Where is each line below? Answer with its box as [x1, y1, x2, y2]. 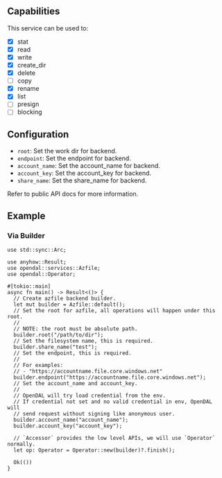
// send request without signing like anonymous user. [13, 410, 176, 417]
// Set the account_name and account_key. [13, 379, 138, 387]
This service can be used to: [7, 24, 89, 32]
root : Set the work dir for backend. [17, 147, 117, 155]
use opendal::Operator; [7, 271, 76, 278]
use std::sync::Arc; [7, 246, 67, 253]
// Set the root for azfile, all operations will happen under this [13, 307, 216, 314]
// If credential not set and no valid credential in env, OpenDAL [13, 398, 213, 405]
